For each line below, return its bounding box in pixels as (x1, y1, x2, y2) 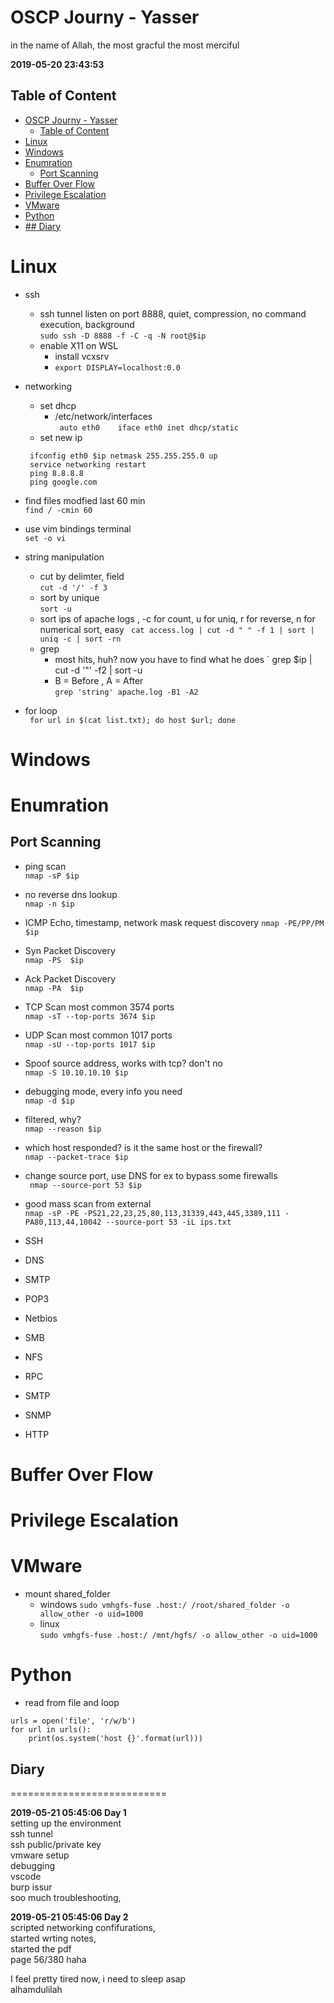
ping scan (24, 860, 67, 872)
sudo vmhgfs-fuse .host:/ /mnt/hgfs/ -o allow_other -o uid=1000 (39, 1631, 318, 1641)
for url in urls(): (10, 1725, 92, 1735)
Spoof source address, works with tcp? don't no (24, 1057, 223, 1069)
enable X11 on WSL (39, 339, 119, 351)
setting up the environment (10, 1817, 122, 1829)
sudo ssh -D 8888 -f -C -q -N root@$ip (39, 331, 207, 341)
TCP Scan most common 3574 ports (24, 1001, 175, 1013)
